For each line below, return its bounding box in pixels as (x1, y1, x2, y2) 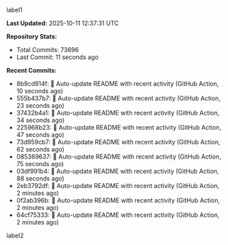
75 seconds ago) (16, 160, 64, 167)
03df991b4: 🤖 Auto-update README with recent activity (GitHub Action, (16, 167, 220, 175)
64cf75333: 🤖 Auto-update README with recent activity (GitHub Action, (16, 211, 220, 219)
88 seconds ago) (16, 174, 64, 183)
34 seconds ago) (16, 116, 65, 124)
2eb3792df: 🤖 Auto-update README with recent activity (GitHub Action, (16, 182, 220, 189)
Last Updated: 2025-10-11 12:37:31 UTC (6, 19, 119, 27)
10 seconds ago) (16, 87, 64, 95)
